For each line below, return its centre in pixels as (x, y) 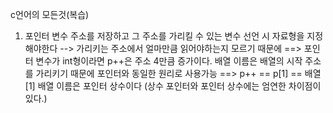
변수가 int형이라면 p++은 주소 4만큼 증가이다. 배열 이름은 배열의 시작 (169, 61)
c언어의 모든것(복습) (50, 14)
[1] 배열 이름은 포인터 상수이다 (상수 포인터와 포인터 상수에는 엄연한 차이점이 (173, 86)
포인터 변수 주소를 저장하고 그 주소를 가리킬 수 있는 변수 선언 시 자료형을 (164, 36)
